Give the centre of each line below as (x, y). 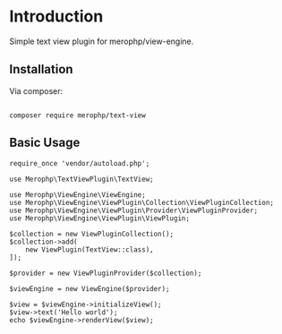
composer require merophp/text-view (77, 115)
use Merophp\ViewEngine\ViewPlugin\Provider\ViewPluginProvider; (133, 210)
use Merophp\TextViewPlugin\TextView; (81, 179)
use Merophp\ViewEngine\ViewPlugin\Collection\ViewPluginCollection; (142, 202)
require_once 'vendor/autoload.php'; (80, 163)
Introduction (56, 17)
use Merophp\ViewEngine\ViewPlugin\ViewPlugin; (100, 218)
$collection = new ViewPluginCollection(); (92, 234)
